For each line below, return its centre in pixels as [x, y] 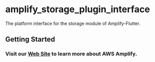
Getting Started [30, 39]
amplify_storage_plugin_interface [78, 9]
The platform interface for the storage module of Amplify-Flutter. [73, 23]
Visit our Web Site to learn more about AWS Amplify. [71, 54]
